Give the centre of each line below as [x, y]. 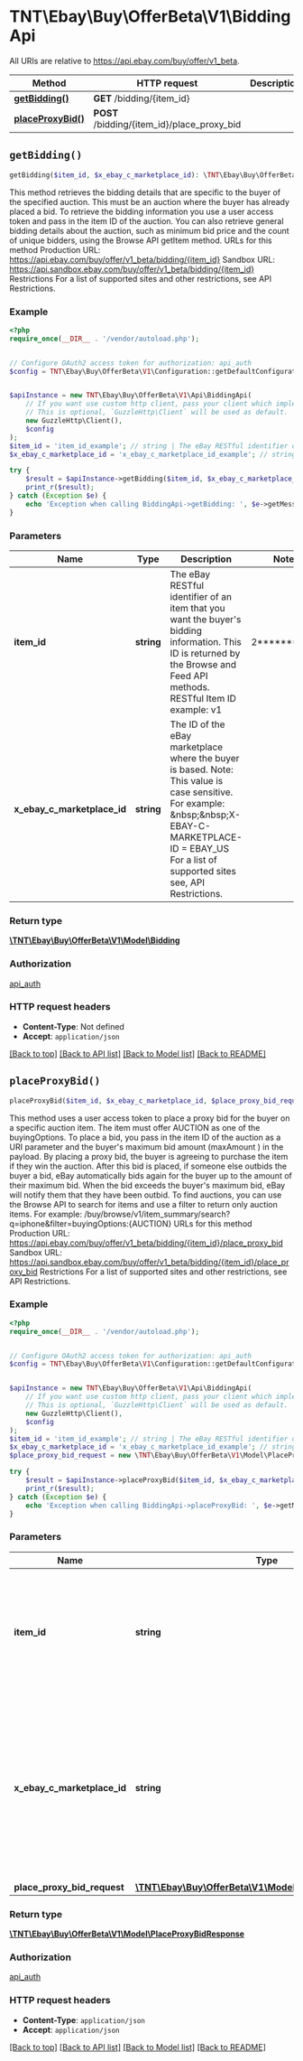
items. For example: [46, 1214]
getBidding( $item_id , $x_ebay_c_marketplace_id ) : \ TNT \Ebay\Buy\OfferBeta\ [155, 175]
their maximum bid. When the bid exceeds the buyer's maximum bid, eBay [147, 1185]
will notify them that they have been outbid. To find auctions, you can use [146, 1195]
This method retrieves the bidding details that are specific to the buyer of [145, 192]
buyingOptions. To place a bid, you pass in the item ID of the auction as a [145, 1137]
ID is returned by [205, 653]
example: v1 [196, 709]
